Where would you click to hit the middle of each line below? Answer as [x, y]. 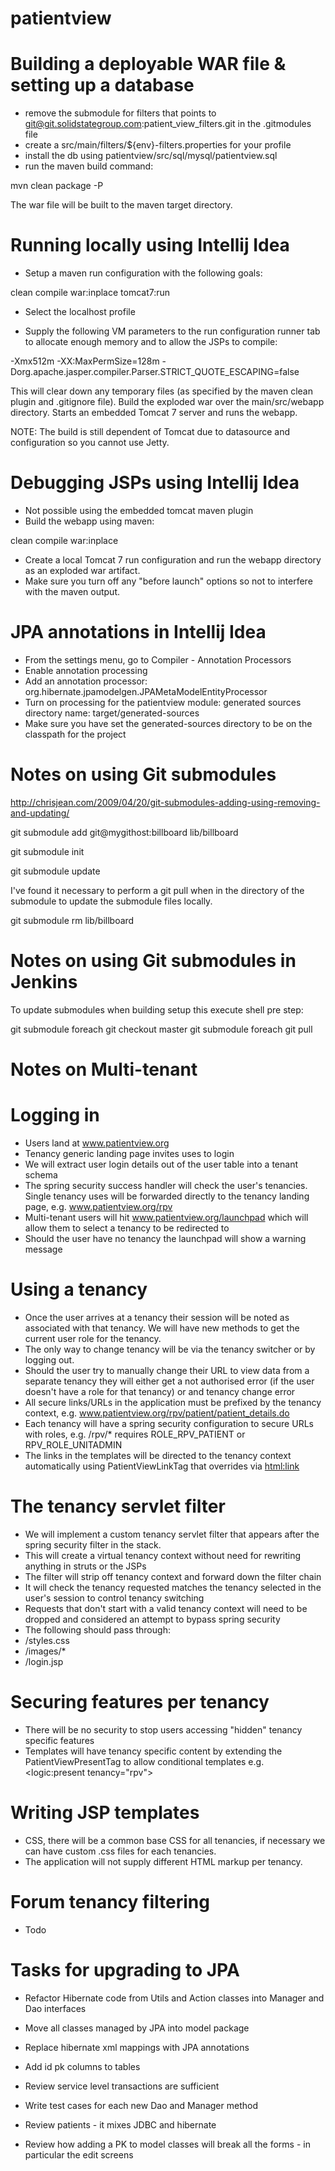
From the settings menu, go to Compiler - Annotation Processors [158, 659]
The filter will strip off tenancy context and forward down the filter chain [173, 1576]
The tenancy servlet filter [118, 1506]
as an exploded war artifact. [82, 570]
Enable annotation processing [86, 670]
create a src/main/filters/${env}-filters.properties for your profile [158, 145]
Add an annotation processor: [86, 681]
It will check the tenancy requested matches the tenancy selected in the [173, 1587]
